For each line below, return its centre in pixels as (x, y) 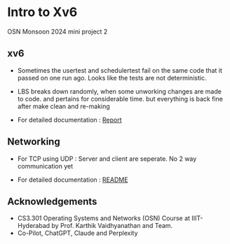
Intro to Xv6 (42, 12)
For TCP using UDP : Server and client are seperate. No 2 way (107, 159)
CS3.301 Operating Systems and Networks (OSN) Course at (104, 218)
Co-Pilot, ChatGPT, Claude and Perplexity (77, 233)
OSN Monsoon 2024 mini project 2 (57, 31)
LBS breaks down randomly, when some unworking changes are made (120, 91)
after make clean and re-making (63, 106)
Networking (34, 142)
